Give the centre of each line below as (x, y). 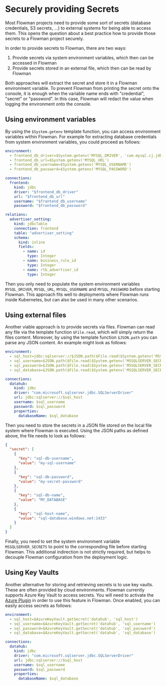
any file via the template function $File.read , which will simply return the (79, 332)
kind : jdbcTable (31, 224)
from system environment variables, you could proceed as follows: (73, 142)
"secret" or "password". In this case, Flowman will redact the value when (79, 99)
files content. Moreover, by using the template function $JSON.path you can (81, 337)
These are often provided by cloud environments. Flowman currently (75, 590)
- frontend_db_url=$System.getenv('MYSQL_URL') (60, 160)
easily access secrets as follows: (39, 605)
